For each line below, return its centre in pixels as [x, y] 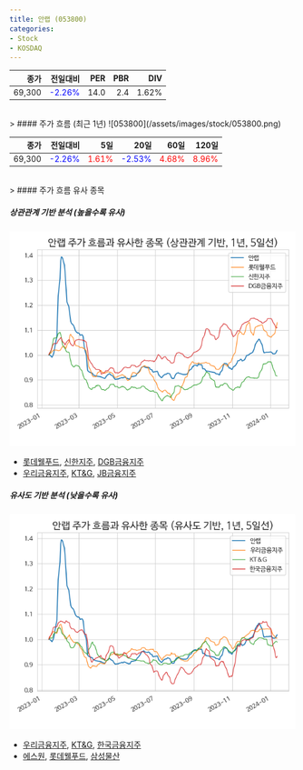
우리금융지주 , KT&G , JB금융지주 [79, 473]
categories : [32, 29]
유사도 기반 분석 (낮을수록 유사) [64, 495]
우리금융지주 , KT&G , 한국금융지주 [82, 745]
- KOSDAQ [26, 48]
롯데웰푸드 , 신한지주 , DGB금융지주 [83, 461]
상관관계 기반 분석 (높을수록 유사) [68, 213]
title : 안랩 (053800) [49, 19]
